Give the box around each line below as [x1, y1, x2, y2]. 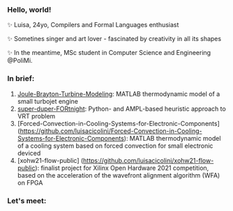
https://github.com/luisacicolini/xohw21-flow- [82, 156, 214, 164]
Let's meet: [7, 196, 47, 205]
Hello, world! [7, 5, 52, 15]
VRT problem [17, 111, 56, 120]
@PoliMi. [7, 56, 33, 65]
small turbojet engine [17, 97, 79, 105]
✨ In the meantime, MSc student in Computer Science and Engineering [7, 49, 211, 57]
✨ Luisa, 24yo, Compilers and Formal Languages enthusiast [7, 21, 179, 29]
